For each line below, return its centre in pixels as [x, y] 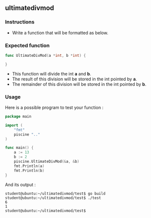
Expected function [28, 45]
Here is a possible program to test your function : [54, 108]
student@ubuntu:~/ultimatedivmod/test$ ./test [53, 198]
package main [18, 117]
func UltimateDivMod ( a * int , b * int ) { [46, 55]
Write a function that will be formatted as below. [60, 33]
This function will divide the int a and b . [52, 73]
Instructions [20, 22]
